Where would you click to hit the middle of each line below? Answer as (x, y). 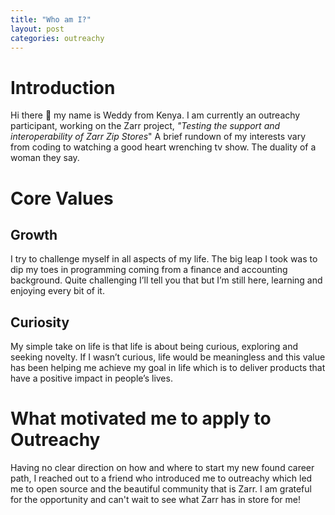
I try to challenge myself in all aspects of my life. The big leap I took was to (164, 259)
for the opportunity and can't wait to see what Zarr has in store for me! (155, 500)
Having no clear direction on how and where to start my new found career (162, 468)
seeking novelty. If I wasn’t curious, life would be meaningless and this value (168, 357)
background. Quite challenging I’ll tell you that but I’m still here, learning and (166, 280)
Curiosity (40, 322)
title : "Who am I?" (51, 19)
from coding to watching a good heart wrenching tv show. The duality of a (163, 147)
